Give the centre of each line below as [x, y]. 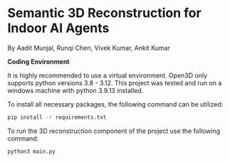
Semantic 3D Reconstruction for [104, 13]
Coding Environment [38, 61]
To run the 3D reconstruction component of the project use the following [114, 131]
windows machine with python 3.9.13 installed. [75, 90]
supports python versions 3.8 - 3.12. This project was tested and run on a [115, 82]
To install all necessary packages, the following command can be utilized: [115, 104]
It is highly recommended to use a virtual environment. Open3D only [108, 75]
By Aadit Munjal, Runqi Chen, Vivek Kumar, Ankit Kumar [89, 48]
